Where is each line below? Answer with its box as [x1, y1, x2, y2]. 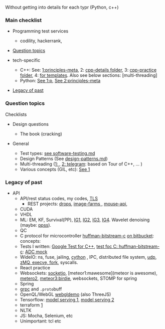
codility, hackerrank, [20, 38, 63, 44]
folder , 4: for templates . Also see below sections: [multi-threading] [20, 72, 157, 78]
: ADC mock [22, 248, 48, 255]
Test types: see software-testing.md [20, 150, 95, 156]
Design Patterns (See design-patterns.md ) [20, 155, 108, 161]
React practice [20, 264, 50, 270]
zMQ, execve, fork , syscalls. [20, 259, 78, 265]
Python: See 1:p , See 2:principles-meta [20, 78, 101, 84]
